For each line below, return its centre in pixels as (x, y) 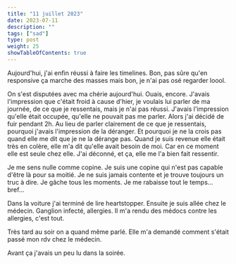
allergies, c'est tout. (36, 218)
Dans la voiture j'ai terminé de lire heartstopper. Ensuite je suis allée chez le (117, 203)
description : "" (31, 27)
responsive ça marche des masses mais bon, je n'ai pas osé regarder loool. (117, 80)
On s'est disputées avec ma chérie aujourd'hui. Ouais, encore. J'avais (108, 94)
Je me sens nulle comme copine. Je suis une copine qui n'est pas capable (115, 167)
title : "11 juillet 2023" (45, 14)
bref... (16, 190)
